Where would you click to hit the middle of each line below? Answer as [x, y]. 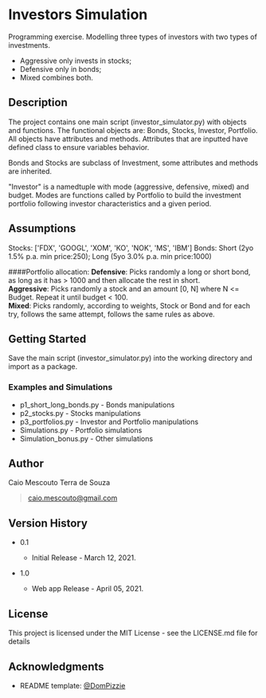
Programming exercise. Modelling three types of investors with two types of [133, 37]
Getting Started [47, 339]
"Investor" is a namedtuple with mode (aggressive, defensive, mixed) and [129, 186]
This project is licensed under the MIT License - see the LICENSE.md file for [133, 633]
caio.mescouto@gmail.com [72, 498]
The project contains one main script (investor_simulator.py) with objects [127, 122]
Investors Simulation [78, 15]
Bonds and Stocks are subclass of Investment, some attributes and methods [133, 163]
